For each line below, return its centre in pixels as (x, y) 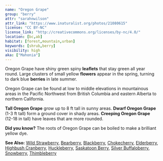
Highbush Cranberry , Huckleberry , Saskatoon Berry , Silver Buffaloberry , (77, 148)
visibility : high (23, 50)
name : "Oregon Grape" (27, 10)
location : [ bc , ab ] (24, 37)
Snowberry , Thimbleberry (31, 153)
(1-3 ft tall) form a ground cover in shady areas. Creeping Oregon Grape (78, 114)
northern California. (25, 99)
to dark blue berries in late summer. (41, 79)
